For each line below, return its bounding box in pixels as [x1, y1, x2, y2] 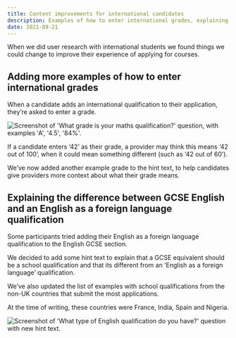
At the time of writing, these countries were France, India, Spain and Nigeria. [7, 303, 229, 311]
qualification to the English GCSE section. [7, 240, 128, 248]
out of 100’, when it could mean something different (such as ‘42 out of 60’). [7, 150, 228, 158]
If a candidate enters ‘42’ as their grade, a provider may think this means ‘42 [7, 142, 229, 151]
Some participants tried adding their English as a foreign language [7, 232, 199, 240]
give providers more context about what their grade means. [7, 171, 180, 180]
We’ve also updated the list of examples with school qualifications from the [7, 282, 225, 290]
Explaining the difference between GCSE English [7, 192, 225, 204]
